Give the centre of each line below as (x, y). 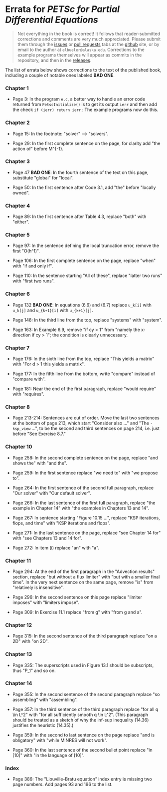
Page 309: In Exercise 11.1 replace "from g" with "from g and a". (77, 612)
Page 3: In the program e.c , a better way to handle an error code (79, 99)
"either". (21, 222)
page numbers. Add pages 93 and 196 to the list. (63, 784)
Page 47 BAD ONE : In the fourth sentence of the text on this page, (80, 172)
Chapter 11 (18, 560)
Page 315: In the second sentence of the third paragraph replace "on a (84, 636)
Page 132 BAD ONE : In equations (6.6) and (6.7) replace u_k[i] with (82, 305)
